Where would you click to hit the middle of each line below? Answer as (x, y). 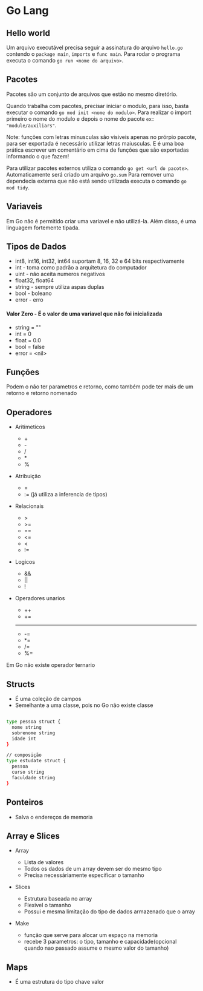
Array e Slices (33, 836)
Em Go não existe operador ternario (51, 665)
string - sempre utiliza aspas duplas (60, 287)
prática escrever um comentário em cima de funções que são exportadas (98, 150)
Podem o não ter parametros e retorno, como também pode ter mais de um (100, 387)
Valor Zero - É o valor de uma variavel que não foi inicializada (84, 314)
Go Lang (28, 11)
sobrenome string (34, 733)
